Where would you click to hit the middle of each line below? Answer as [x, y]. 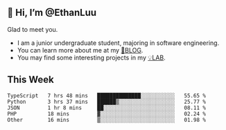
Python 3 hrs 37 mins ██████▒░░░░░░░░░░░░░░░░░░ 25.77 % [107, 102]
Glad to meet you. [33, 29]
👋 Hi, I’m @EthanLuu [52, 13]
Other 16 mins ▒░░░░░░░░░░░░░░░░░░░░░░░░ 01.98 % [107, 120]
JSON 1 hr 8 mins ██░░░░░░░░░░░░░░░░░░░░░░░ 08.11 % [107, 108]
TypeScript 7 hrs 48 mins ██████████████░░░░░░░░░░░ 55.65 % [107, 95]
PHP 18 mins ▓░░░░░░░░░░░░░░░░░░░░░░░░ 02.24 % [107, 114]
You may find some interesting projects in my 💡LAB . [92, 57]
